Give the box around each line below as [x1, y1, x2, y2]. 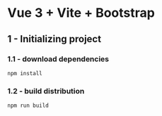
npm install [7, 70, 42, 77]
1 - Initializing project [7, 33, 101, 45]
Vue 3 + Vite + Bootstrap [7, 5, 156, 21]
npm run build [7, 102, 50, 110]
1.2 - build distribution [7, 86, 85, 96]
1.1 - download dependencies [7, 54, 110, 64]
